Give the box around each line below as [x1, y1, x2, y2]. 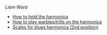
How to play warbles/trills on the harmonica [12, 19, 102, 25]
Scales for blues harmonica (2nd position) [12, 24, 99, 30]
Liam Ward [5, 4, 28, 10]
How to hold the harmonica [12, 14, 68, 19]
